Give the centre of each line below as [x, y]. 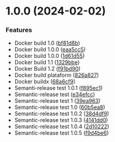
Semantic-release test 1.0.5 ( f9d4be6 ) [61, 133]
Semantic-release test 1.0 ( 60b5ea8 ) [60, 108]
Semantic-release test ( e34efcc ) [55, 94]
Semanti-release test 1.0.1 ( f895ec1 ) [58, 88]
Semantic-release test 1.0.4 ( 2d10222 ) [62, 127]
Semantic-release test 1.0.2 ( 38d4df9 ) [62, 114]
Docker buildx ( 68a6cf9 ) [45, 82]
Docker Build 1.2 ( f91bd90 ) [47, 69]
